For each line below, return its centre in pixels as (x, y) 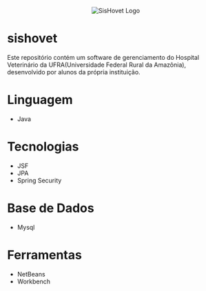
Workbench (33, 281)
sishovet (32, 39)
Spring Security (39, 180)
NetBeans (31, 274)
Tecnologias (43, 147)
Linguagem (40, 100)
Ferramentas (45, 255)
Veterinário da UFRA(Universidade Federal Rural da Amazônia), (97, 65)
